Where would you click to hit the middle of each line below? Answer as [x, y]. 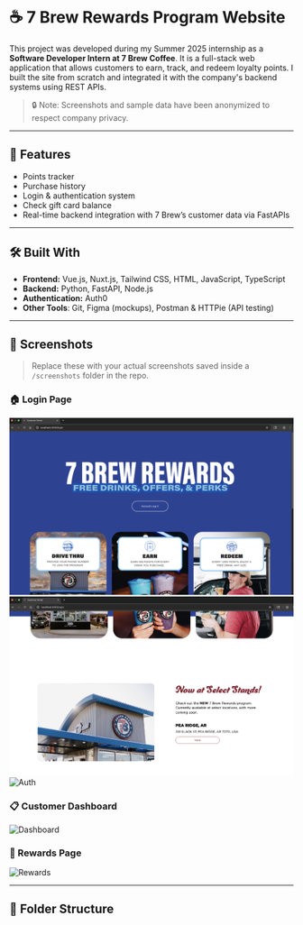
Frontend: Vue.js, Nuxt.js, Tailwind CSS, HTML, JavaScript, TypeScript [154, 279]
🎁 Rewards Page [46, 853]
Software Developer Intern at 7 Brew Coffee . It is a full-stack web [132, 58]
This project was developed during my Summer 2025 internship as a [137, 48]
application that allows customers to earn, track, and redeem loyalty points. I [151, 68]
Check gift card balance [67, 205]
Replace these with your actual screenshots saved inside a [140, 366]
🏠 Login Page [41, 399]
